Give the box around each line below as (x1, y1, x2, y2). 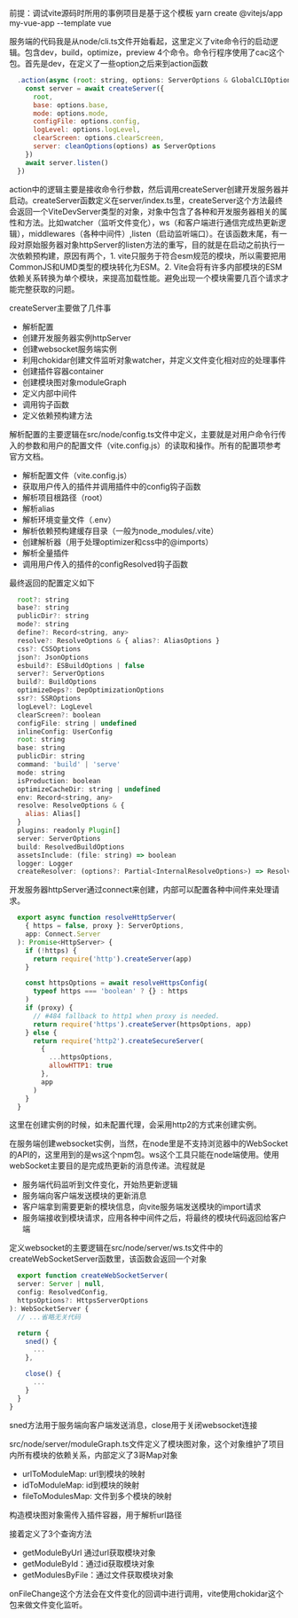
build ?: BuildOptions (17, 678, 98, 687)
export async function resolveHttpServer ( (17, 913, 176, 923)
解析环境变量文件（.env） (21, 514, 116, 525)
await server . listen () (25, 158, 109, 167)
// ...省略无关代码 (17, 1312, 82, 1322)
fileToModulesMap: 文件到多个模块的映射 (21, 1490, 173, 1501)
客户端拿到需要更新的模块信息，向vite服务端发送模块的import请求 (21, 1201, 262, 1213)
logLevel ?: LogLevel (17, 702, 93, 711)
